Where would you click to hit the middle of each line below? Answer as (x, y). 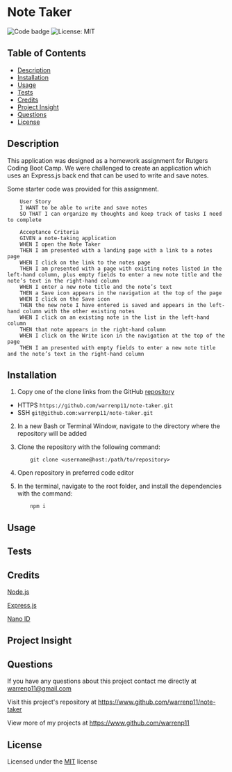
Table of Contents (47, 53)
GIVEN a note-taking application (68, 238)
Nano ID (19, 619)
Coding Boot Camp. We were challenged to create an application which (109, 168)
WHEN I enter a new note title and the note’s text (96, 287)
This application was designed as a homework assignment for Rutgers (108, 160)
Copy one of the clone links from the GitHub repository (96, 392)
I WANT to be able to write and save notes (84, 207)
